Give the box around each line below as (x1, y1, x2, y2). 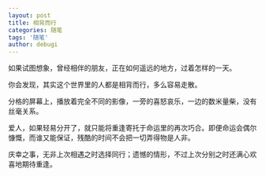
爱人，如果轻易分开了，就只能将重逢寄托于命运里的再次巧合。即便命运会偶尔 (8, 123, 257, 133)
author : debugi (8, 41, 58, 49)
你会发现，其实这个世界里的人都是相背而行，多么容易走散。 (8, 80, 202, 90)
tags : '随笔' (8, 33, 49, 42)
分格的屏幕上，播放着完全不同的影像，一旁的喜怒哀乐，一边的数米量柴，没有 (8, 97, 257, 106)
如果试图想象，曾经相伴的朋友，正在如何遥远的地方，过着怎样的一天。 (8, 64, 237, 73)
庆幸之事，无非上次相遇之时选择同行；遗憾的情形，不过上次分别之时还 (8, 150, 237, 159)
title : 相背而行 (8, 19, 57, 27)
